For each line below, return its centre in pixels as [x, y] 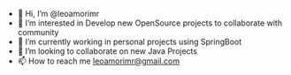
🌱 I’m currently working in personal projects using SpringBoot [130, 41]
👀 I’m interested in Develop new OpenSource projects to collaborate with [150, 23]
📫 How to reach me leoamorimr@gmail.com [98, 61]
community [38, 32]
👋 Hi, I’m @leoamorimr [58, 14]
